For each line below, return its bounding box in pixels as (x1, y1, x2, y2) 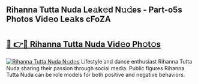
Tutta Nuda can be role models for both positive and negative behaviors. (6, 71, 185, 78)
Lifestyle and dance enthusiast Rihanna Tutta (80, 58, 193, 65)
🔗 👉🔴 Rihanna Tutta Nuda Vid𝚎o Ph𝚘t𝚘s (6, 39, 161, 49)
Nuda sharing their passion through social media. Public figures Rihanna (6, 65, 185, 71)
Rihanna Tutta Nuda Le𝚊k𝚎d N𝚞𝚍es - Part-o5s (6, 5, 182, 15)
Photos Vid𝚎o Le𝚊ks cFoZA (6, 14, 111, 25)
